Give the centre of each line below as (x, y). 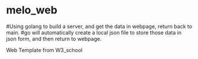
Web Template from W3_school (44, 50)
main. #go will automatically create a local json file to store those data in (94, 32)
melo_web (32, 10)
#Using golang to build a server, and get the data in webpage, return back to (99, 26)
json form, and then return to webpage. (54, 39)
